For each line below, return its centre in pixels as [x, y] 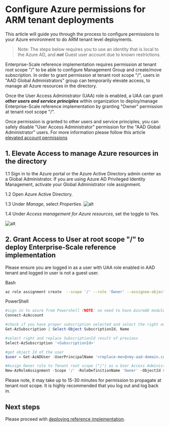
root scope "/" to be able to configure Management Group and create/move [83, 70]
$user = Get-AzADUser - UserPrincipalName [49, 357]
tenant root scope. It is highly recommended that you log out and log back [82, 386]
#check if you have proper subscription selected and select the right [82, 324]
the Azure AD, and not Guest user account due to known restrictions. [89, 55]
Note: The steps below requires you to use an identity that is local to [88, 49]
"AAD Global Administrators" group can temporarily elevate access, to [78, 80]
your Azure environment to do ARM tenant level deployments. [69, 39]
